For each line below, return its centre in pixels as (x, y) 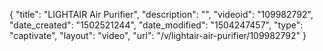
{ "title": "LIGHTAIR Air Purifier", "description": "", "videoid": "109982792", (161, 14)
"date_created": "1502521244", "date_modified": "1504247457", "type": (156, 25)
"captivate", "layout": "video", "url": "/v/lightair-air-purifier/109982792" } (158, 35)
